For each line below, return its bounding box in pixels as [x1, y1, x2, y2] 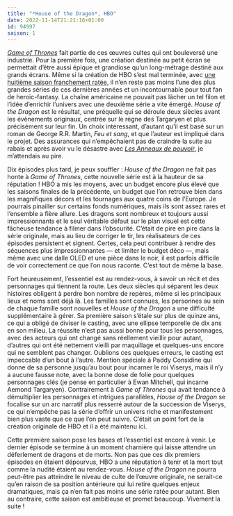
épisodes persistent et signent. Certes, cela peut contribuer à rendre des [7, 239, 216, 247]
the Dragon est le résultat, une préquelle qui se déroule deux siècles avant [7, 108, 220, 116]
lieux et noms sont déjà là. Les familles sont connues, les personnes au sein [7, 297, 225, 306]
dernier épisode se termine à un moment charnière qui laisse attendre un [7, 443, 216, 451]
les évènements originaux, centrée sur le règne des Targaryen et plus [7, 115, 207, 124]
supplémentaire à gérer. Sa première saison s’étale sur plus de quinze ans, [7, 312, 220, 320]
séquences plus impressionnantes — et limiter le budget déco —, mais [7, 247, 209, 255]
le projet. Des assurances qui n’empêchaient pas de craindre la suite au [7, 137, 212, 146]
